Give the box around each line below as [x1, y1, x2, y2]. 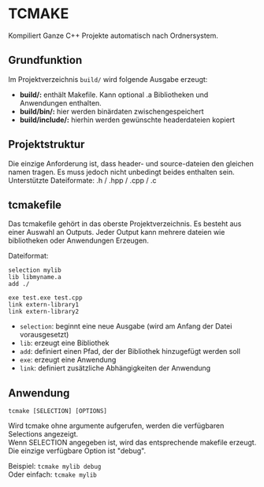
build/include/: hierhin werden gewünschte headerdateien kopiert [19, 115, 235, 125]
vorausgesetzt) [19, 330, 69, 340]
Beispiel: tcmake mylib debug [8, 462, 102, 471]
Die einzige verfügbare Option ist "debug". [8, 446, 147, 455]
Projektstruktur [8, 138, 85, 151]
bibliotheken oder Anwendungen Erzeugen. [8, 236, 150, 245]
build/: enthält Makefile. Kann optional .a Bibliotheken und [19, 90, 209, 99]
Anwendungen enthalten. [19, 98, 102, 107]
